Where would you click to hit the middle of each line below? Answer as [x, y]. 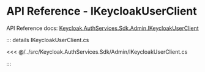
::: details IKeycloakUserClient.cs [48, 40]
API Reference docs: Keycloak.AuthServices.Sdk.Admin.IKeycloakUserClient [102, 28]
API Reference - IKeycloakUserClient [102, 11]
